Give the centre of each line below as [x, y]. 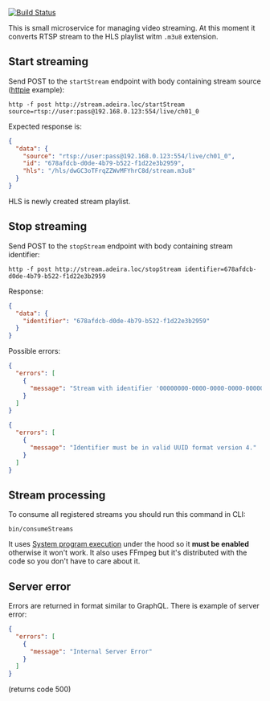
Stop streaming [47, 226]
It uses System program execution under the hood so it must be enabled [129, 544]
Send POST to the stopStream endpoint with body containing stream [121, 246]
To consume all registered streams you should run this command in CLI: [127, 514]
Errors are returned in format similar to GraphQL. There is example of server [134, 606]
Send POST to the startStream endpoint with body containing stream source [135, 81]
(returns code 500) [40, 689]
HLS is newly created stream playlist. [70, 201]
